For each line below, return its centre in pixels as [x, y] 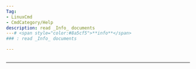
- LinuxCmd [19, 17]
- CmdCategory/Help [30, 22]
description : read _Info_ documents [50, 28]
